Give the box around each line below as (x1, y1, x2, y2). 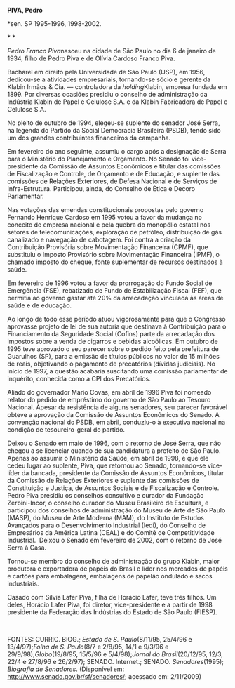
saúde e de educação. (7, 301, 72, 310)
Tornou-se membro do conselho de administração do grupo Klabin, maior (7, 557, 220, 565)
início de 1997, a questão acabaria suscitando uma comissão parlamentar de (7, 367, 228, 375)
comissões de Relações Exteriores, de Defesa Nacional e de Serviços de (7, 177, 217, 185)
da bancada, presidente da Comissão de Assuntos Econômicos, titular (21, 469, 224, 477)
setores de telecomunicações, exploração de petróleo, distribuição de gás (7, 228, 222, 236)
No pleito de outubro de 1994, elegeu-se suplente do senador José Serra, (7, 119, 220, 127)
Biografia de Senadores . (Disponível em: (7, 665, 125, 673)
